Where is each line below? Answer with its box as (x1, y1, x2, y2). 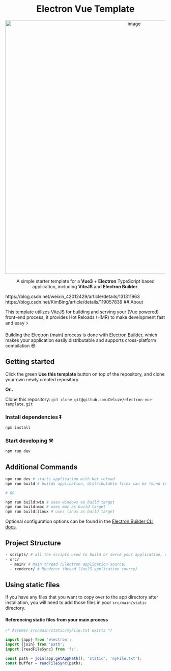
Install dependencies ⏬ (5, 413, 62, 421)
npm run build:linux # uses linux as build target (5, 509, 115, 514)
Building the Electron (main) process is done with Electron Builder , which (5, 332, 158, 338)
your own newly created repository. (5, 376, 80, 382)
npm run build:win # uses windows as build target (5, 499, 115, 505)
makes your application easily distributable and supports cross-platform (5, 337, 156, 343)
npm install (5, 425, 31, 430)
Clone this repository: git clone (5, 396, 72, 402)
